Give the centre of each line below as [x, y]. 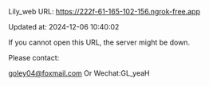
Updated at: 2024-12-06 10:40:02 [64, 27]
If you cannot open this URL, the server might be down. [99, 42]
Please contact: [34, 58]
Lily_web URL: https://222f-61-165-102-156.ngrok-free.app [104, 12]
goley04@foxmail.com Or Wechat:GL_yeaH [79, 73]
